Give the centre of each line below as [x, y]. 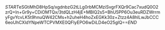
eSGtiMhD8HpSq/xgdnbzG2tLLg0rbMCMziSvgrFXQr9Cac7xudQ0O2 [89, 7]
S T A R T [12, 7]
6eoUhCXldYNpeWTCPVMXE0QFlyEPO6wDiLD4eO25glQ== [66, 22]
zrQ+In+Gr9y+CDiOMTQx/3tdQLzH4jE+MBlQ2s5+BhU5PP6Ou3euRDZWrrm [83, 12]
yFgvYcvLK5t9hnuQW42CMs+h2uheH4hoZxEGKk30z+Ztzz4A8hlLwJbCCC [82, 17]
